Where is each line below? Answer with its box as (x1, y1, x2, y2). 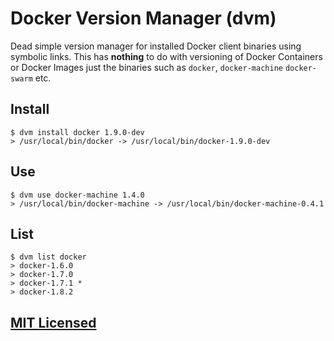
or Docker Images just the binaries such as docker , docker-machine (10, 61, 283, 73)
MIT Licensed (10, 314, 97, 331)
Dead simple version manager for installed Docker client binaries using (10, 40, 302, 52)
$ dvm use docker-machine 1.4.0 (10, 190, 145, 200)
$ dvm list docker (10, 252, 87, 262)
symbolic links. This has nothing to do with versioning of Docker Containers (10, 50, 323, 62)
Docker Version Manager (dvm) (10, 7, 277, 30)
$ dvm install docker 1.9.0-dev (10, 127, 145, 137)
